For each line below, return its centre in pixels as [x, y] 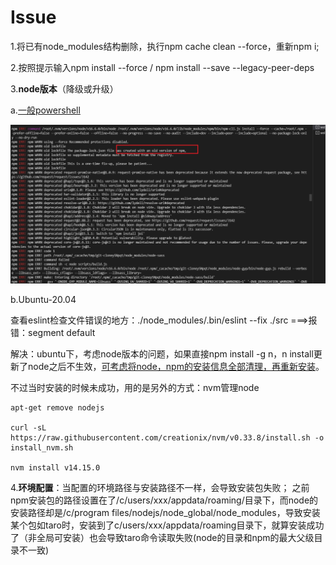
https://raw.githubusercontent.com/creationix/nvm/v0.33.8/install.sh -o [167, 437]
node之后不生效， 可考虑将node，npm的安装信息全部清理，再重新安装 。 [176, 366]
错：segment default [53, 332]
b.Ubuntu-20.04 [43, 299]
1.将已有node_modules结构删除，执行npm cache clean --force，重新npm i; [165, 46]
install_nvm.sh [42, 447]
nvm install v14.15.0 [55, 467]
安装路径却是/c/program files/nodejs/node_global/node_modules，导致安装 [165, 512]
